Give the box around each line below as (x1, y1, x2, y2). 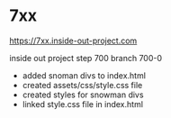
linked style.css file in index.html (22, 98, 144, 109)
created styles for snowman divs (22, 89, 144, 100)
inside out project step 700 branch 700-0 (9, 52, 163, 63)
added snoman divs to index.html (22, 69, 147, 81)
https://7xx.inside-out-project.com (9, 35, 138, 46)
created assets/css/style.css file (22, 79, 143, 90)
